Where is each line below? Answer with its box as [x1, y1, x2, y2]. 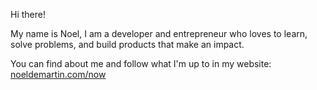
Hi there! [10, 9, 46, 20]
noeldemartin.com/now [10, 69, 107, 80]
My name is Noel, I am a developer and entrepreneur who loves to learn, [10, 28, 308, 39]
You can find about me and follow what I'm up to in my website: [10, 58, 272, 69]
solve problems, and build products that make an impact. [10, 39, 245, 50]
